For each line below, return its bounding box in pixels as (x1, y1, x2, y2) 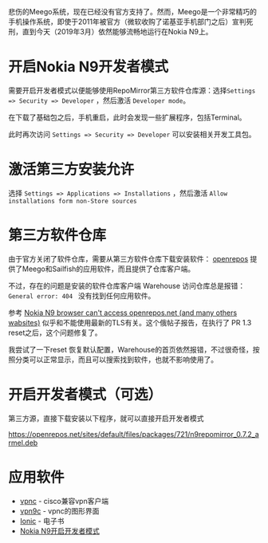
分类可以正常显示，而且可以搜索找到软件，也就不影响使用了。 (14, 354, 218, 364)
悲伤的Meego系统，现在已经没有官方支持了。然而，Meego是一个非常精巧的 (8, 7, 257, 16)
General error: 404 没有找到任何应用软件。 (8, 290, 156, 301)
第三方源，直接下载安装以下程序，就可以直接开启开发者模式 (8, 413, 204, 423)
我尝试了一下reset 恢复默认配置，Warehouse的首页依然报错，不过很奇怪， (8, 344, 253, 354)
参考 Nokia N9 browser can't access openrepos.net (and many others (8, 308, 238, 317)
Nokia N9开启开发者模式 (19, 525, 100, 536)
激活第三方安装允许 (8, 160, 135, 179)
